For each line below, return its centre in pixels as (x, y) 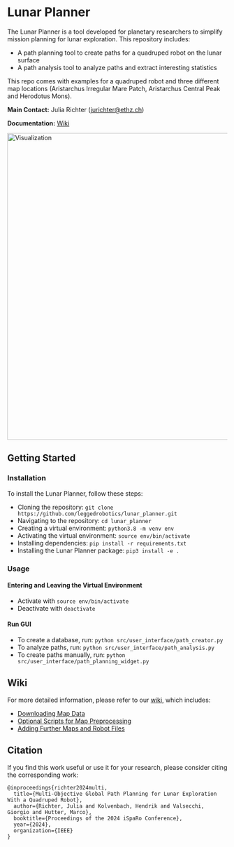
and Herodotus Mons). (39, 96)
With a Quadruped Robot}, (45, 800)
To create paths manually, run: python (71, 655)
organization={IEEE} (43, 831)
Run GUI (19, 624)
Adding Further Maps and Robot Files (71, 728)
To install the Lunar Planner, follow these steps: (75, 493)
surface (28, 60)
